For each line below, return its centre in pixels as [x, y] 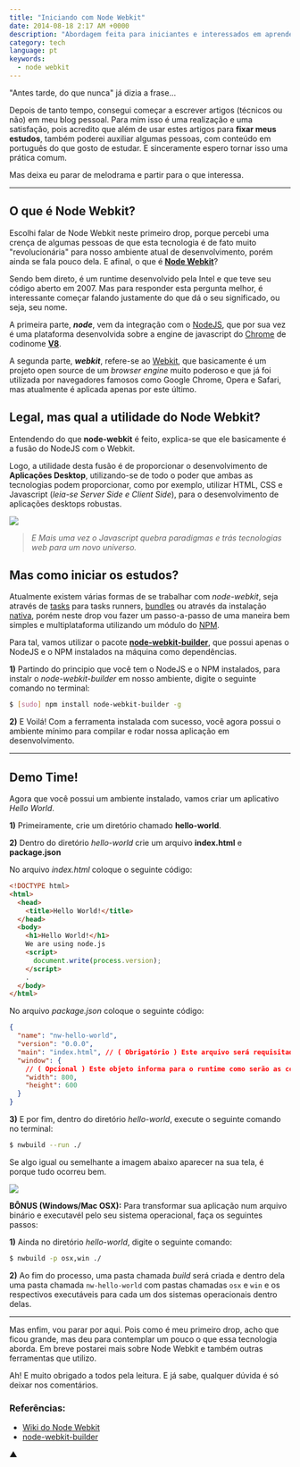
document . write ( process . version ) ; [97, 960]
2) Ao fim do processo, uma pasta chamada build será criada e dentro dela [147, 1275]
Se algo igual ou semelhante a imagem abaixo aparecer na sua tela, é [137, 1161]
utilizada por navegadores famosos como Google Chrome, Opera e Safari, [146, 380]
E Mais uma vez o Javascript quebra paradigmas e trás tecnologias [156, 538]
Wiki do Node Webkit [61, 1428]
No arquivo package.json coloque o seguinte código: [107, 1011]
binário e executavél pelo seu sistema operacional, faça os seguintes [136, 1215]
